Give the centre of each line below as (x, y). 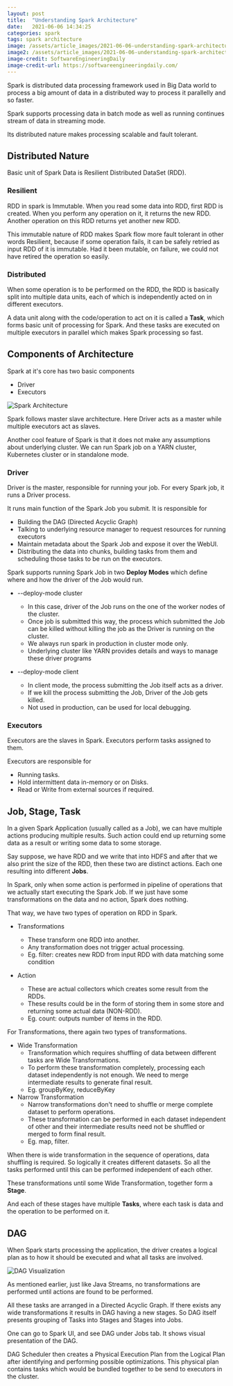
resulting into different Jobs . (48, 871)
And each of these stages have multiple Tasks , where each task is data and (115, 1204)
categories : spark (34, 33)
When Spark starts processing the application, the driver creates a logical (112, 1250)
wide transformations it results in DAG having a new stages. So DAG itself (112, 1313)
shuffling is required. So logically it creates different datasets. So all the (109, 1162)
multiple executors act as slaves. (54, 426)
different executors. (35, 304)
